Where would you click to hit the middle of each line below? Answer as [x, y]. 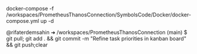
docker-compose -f [30, 9]
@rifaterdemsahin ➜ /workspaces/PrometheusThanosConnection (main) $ [97, 32]
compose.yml [23, 21]
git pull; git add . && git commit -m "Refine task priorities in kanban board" [96, 38]
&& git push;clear [27, 45]
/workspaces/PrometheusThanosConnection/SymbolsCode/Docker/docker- [98, 15]
